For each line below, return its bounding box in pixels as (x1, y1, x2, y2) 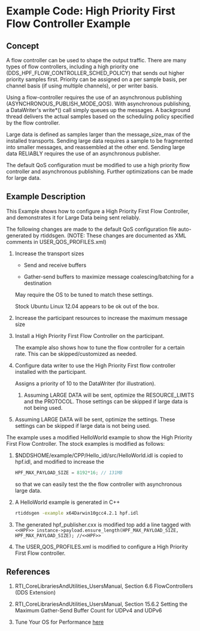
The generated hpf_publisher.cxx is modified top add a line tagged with (14, 521, 191, 528)
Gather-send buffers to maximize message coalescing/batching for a (23, 273, 194, 280)
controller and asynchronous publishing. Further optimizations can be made (6, 168, 193, 175)
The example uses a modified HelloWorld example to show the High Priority (6, 433, 193, 441)
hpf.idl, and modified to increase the (14, 458, 105, 465)
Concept (6, 41, 40, 51)
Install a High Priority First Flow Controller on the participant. (14, 332, 165, 339)
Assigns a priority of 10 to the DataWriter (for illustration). (14, 379, 156, 387)
